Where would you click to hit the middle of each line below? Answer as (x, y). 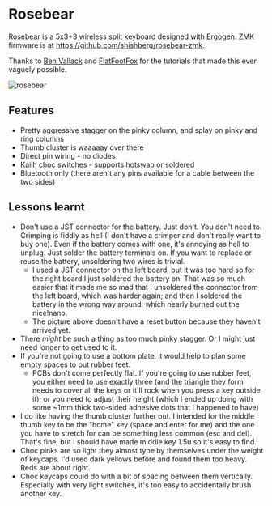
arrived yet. (51, 330)
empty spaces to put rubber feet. (75, 364)
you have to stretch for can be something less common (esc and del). (136, 433)
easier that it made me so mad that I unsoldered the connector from (145, 287)
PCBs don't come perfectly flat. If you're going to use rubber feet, (142, 372)
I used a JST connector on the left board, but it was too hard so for (143, 270)
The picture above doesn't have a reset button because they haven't (146, 321)
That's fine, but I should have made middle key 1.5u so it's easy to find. (138, 441)
